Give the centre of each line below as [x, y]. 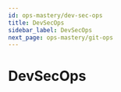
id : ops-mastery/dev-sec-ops [55, 15]
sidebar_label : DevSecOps [50, 30]
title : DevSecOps [36, 23]
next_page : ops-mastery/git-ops [60, 37]
